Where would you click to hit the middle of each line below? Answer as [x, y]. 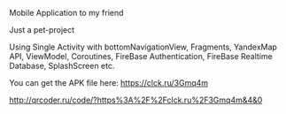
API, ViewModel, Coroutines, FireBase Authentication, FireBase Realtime [141, 56]
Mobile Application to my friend [66, 13]
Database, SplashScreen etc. [62, 66]
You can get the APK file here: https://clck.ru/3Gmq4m [109, 83]
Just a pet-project [42, 30]
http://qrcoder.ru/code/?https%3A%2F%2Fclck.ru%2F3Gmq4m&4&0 [136, 100]
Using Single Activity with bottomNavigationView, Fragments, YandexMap [143, 47]
